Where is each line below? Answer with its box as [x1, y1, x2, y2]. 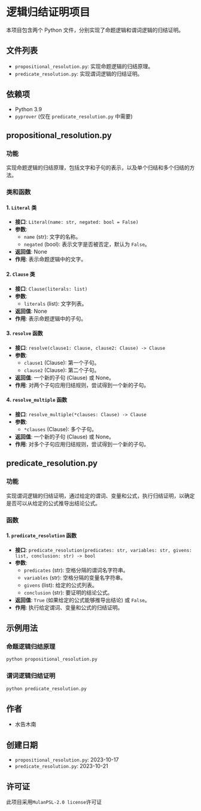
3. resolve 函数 [6, 330, 43, 337]
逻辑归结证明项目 [6, 5, 91, 19]
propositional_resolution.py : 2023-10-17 [14, 756, 119, 763]
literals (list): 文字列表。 [23, 300, 87, 307]
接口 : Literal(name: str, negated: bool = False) [14, 218, 139, 225]
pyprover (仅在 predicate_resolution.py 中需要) [14, 112, 133, 120]
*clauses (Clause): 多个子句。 [23, 425, 98, 432]
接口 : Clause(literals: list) [14, 285, 88, 292]
